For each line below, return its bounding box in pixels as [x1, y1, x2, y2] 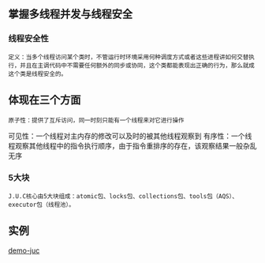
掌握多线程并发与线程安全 [8, 7, 132, 21]
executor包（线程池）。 [8, 201, 75, 209]
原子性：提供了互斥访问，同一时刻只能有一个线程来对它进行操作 [8, 116, 185, 124]
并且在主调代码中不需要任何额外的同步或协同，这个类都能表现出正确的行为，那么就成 [19, 62, 255, 70]
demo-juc [8, 246, 40, 255]
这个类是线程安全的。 [8, 70, 67, 77]
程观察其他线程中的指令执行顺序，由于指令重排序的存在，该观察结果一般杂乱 [8, 141, 257, 150]
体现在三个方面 [8, 93, 81, 107]
